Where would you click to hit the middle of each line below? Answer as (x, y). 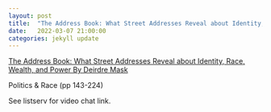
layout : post (30, 16)
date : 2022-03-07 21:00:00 (57, 31)
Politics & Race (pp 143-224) (56, 85)
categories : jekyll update (54, 38)
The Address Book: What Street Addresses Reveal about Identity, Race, (127, 61)
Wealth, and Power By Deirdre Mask (68, 70)
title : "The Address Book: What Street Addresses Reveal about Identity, (137, 23)
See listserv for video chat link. (60, 101)
